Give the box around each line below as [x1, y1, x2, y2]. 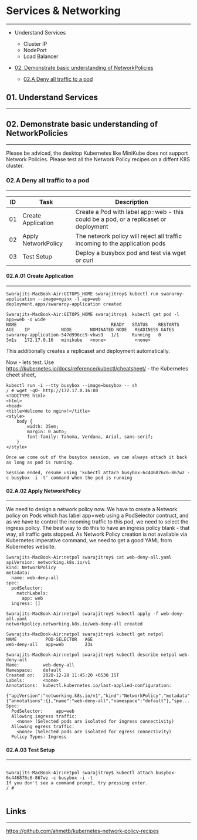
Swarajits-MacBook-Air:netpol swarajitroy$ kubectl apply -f [6, 611, 159, 617]
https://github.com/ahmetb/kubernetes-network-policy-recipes [6, 828, 159, 835]
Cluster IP [23, 40, 47, 47]
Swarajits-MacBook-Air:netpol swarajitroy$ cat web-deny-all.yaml [6, 555, 172, 560]
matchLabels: [16, 590, 49, 596]
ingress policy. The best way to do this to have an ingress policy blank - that [6, 525, 190, 532]
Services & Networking [6, 4, 121, 18]
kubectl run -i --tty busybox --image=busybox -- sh [6, 383, 138, 389]
